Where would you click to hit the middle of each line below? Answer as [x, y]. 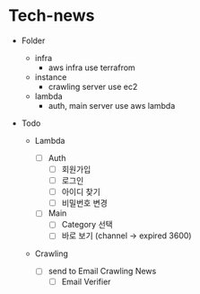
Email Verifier [86, 281]
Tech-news [52, 16]
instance [51, 76]
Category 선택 [87, 225]
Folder [33, 40]
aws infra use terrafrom [91, 67]
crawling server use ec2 [93, 86]
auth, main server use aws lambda [112, 105]
